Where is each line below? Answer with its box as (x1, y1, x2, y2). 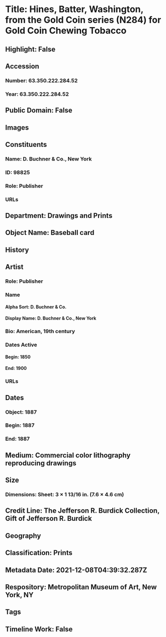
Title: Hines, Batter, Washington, (5, 4, 144, 15)
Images (5, 123, 29, 132)
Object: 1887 (5, 409, 37, 416)
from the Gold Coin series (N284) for (5, 14, 161, 26)
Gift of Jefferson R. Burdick (5, 514, 92, 523)
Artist (5, 263, 24, 271)
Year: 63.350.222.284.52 (5, 91, 69, 98)
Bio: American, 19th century (5, 328, 75, 335)
